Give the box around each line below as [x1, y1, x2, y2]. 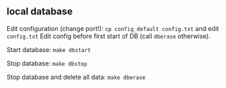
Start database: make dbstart [6, 45, 91, 54]
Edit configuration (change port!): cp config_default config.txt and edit [6, 24, 220, 32]
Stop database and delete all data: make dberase [6, 73, 146, 81]
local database [6, 6, 73, 18]
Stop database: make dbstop [6, 59, 88, 68]
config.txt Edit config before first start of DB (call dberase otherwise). [6, 32, 211, 40]
